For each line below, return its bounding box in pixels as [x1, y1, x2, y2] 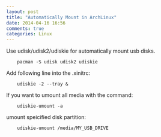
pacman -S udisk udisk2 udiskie [17, 59, 98, 65]
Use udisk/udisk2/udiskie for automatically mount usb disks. [6, 47, 156, 54]
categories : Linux [6, 31, 52, 37]
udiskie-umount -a [17, 103, 63, 109]
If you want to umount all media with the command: [6, 92, 133, 99]
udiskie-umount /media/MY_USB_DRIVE [17, 125, 109, 132]
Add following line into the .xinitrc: [6, 69, 91, 77]
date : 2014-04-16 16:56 [6, 20, 66, 26]
